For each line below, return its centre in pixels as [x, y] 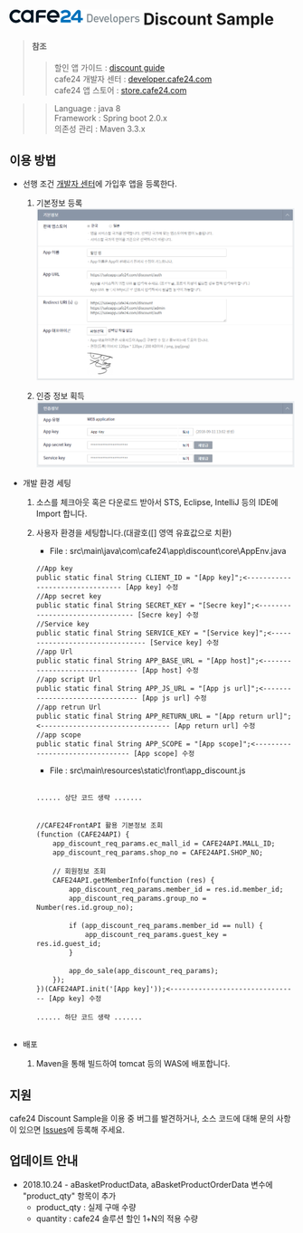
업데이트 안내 [44, 1161]
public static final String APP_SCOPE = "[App [125, 744]
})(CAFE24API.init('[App [83, 989]
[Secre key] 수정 [168, 616]
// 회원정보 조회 [80, 872]
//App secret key [69, 597]
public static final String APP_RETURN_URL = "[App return [150, 717]
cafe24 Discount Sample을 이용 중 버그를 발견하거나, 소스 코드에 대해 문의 [142, 1119]
